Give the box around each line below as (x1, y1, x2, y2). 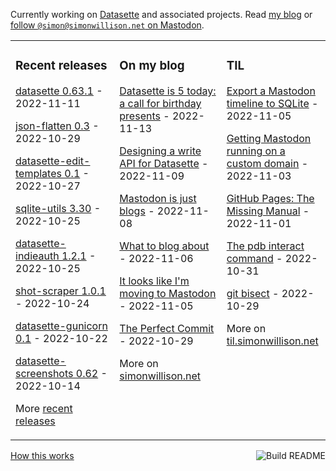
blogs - (119, 204, 155, 218)
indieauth (15, 249, 60, 263)
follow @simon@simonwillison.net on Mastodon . (10, 19, 205, 31)
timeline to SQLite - (226, 96, 319, 110)
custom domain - (226, 156, 309, 170)
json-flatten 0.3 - (15, 119, 100, 133)
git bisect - (226, 286, 280, 300)
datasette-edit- (15, 154, 91, 168)
